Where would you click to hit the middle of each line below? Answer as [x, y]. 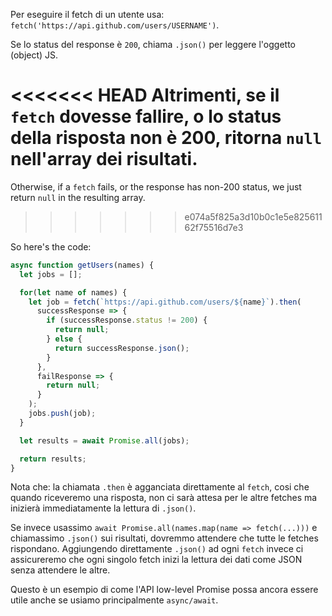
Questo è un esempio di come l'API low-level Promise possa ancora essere [164, 590]
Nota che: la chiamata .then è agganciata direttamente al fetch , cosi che [160, 487]
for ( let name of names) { [73, 292]
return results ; [53, 459]
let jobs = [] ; [51, 274]
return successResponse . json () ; [122, 348]
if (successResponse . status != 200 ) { [127, 320]
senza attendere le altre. [60, 570]
